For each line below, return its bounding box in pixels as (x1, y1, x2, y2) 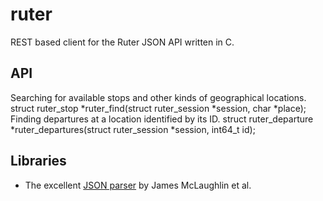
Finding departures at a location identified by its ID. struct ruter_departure (10, 113, 314, 125)
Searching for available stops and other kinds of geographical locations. (10, 91, 307, 103)
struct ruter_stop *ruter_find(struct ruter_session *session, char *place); (10, 102, 307, 114)
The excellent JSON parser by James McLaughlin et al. (24, 179, 252, 191)
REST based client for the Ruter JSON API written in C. (10, 36, 235, 48)
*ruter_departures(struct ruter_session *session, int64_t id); (10, 123, 256, 135)
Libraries (10, 153, 67, 170)
